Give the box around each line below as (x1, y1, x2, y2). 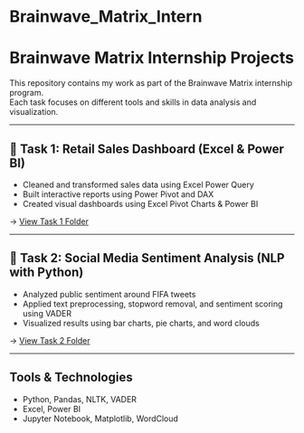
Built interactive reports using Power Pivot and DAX (22, 188, 214, 200)
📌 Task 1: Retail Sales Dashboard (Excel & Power (9, 141, 285, 156)
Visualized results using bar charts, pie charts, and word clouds (22, 317, 260, 328)
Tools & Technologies (9, 370, 133, 385)
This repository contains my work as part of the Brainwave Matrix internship (9, 78, 292, 89)
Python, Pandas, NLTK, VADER (22, 393, 138, 404)
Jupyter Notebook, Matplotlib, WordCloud (22, 413, 179, 424)
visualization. (9, 107, 59, 118)
